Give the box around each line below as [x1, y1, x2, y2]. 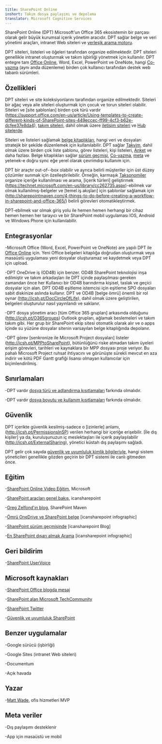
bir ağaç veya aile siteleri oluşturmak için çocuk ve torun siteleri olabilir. [5, 102, 147, 108]
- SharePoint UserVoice [5, 560, 51, 566]
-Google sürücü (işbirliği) [5, 642, 55, 648]
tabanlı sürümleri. [5, 70, 40, 76]
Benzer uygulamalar [5, 629, 67, 637]
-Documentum [5, 661, 34, 666]
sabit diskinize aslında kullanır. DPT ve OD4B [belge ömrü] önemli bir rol [5, 290, 148, 296]
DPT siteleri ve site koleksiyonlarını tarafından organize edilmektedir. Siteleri [5, 97, 156, 102]
